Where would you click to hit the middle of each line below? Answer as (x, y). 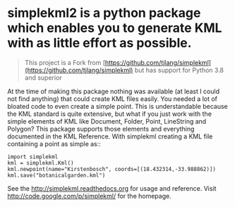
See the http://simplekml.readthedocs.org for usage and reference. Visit (112, 188)
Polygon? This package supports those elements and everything (101, 129)
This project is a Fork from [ (65, 62)
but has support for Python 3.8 (179, 70)
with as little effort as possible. (100, 43)
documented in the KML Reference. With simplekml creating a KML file (110, 136)
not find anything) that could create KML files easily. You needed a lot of (112, 99)
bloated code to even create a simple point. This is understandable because (117, 106)
